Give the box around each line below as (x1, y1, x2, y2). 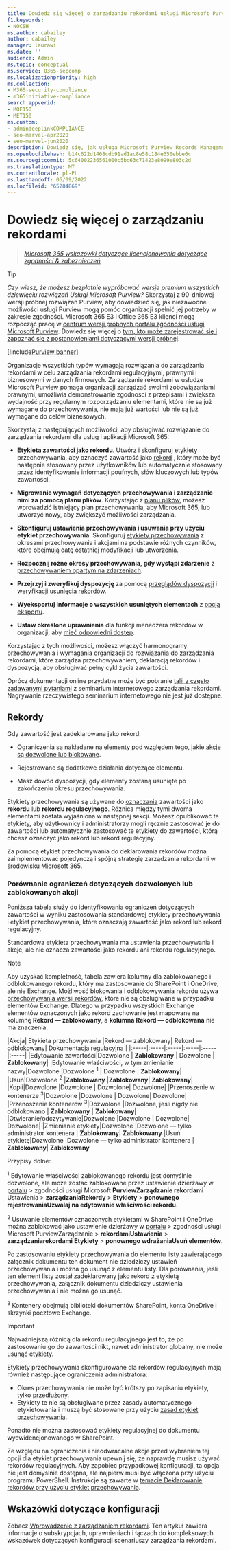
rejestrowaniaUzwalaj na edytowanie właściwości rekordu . (7, 1201, 178, 1209)
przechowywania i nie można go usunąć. (7, 1286, 123, 1295)
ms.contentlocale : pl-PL (7, 170, 78, 177)
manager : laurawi (7, 42, 57, 49)
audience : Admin (7, 55, 53, 62)
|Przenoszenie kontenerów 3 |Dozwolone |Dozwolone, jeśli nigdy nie (7, 1099, 199, 1108)
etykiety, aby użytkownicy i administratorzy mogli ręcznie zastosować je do (7, 819, 220, 827)
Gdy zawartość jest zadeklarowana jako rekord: (7, 730, 142, 737)
